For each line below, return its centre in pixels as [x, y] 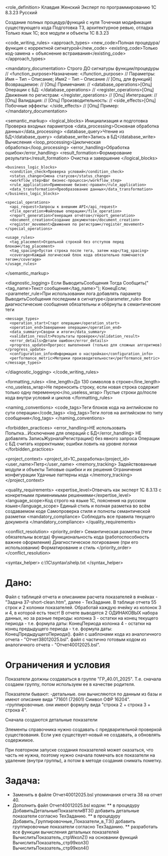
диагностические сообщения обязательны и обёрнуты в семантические [83, 304]
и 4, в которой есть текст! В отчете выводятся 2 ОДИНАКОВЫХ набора [81, 613]
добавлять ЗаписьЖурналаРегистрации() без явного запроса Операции [82, 438]
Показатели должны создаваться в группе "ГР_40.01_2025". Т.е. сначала [83, 679]
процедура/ [147, 43]
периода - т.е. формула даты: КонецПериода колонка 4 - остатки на [78, 623]
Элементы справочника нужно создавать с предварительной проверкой [83, 729]
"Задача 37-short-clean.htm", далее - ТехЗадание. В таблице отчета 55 [81, 602]
